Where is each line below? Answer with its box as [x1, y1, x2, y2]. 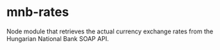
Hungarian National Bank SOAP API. [6, 34, 109, 42]
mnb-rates [6, 4, 69, 20]
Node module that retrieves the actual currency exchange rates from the [6, 27, 214, 35]
